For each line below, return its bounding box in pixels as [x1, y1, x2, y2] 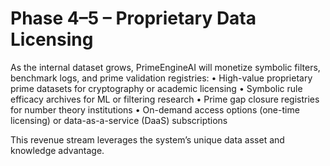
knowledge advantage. [10, 144, 105, 156]
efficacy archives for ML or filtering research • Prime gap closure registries [10, 93, 320, 105]
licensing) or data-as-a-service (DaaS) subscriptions [10, 114, 228, 126]
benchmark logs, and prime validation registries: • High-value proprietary [10, 72, 313, 84]
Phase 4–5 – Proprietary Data [10, 7, 257, 30]
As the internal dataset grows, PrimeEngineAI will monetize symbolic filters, [10, 61, 321, 73]
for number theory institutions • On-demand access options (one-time [10, 103, 300, 116]
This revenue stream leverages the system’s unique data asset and [10, 133, 285, 146]
